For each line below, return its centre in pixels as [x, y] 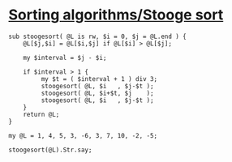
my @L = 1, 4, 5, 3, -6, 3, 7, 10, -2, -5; [83, 135]
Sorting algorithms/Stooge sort [116, 15]
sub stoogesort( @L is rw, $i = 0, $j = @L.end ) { [97, 36]
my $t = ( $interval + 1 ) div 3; [99, 79]
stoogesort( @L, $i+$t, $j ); [97, 93]
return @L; [41, 114]
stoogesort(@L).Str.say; [50, 150]
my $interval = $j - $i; [65, 58]
